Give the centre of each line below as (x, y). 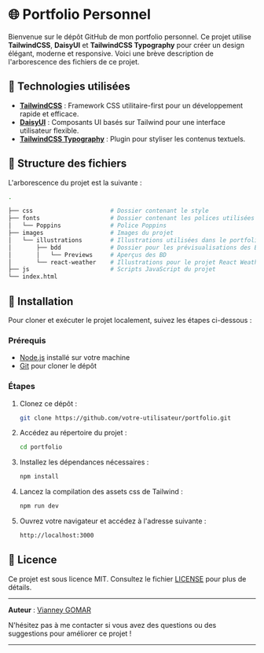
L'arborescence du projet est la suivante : (75, 182)
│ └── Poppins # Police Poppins (88, 226)
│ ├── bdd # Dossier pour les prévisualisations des (130, 248)
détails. (20, 587)
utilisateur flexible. (49, 130)
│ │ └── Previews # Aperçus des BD (88, 255)
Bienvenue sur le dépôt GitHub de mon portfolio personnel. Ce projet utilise (130, 36)
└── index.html (33, 277)
